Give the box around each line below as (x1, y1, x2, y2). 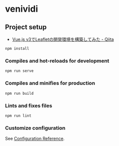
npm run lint (5, 113, 32, 118)
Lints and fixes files (5, 102, 53, 109)
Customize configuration (5, 125, 66, 131)
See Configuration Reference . (5, 136, 65, 142)
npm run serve (5, 68, 34, 74)
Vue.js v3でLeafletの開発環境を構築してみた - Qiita (12, 37, 114, 42)
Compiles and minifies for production (5, 80, 95, 86)
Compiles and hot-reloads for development (5, 57, 110, 64)
